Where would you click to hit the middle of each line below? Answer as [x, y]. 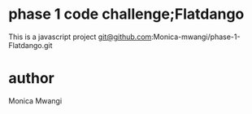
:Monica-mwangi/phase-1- [196, 37]
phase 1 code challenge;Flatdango [126, 14]
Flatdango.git [30, 45]
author [32, 79]
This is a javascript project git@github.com [80, 37]
